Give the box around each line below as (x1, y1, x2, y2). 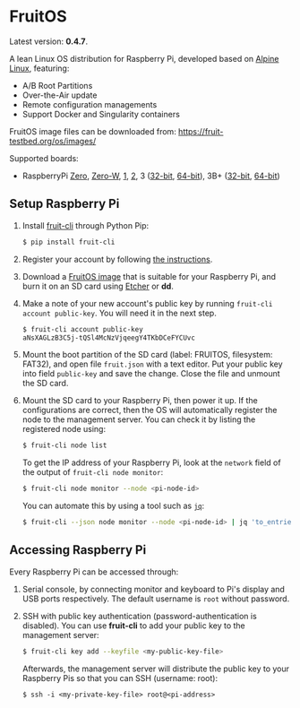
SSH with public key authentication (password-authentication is (21, 610, 257, 621)
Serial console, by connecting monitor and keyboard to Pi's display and (21, 583, 285, 594)
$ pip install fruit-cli (21, 237, 116, 246)
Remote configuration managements (21, 99, 158, 109)
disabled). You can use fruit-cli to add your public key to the (21, 620, 245, 631)
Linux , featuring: (9, 63, 70, 73)
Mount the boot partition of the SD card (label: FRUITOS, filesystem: (21, 350, 273, 360)
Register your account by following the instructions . (21, 254, 213, 264)
